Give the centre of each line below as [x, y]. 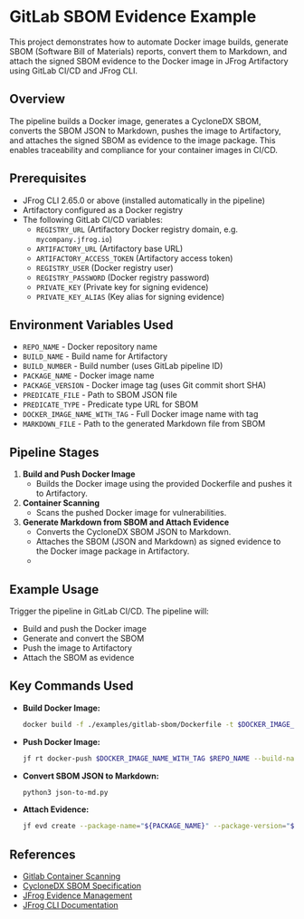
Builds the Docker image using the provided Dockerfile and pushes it [164, 484]
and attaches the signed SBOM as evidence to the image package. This [142, 140]
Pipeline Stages [54, 452]
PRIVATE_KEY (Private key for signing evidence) [122, 286]
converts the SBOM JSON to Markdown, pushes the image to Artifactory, [146, 131]
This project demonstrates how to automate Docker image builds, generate [149, 42]
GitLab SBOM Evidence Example [133, 17]
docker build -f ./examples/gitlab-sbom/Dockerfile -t [128, 724]
